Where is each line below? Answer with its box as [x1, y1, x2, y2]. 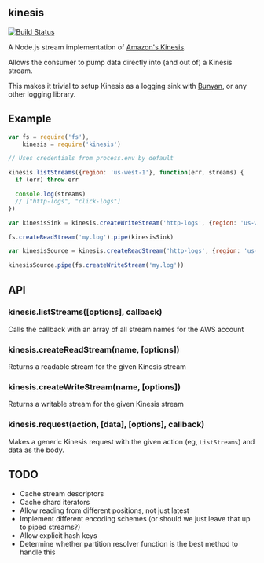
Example [8, 112, 52, 126]
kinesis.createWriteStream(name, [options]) [8, 382, 181, 393]
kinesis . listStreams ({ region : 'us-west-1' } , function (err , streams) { [8, 169, 244, 177]
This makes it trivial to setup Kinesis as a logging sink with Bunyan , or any [8, 81, 247, 90]
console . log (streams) [15, 190, 86, 198]
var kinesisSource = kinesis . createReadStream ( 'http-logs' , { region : [8, 247, 241, 255]
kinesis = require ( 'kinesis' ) [22, 141, 122, 148]
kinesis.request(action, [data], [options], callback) [8, 419, 205, 430]
